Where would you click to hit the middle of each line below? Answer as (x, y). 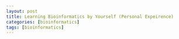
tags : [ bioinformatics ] (35, 27)
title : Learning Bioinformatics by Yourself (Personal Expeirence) (90, 17)
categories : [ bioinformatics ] (43, 22)
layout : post (22, 11)
